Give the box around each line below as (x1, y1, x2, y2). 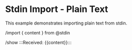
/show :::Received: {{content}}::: (5, 39, 72, 45)
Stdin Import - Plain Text (5, 3, 108, 15)
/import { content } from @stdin (5, 29, 70, 35)
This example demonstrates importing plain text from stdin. (5, 20, 127, 26)
